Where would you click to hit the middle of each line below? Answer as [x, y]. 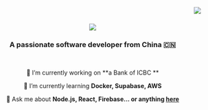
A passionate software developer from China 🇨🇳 [93, 45]
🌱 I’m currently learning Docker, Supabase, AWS [93, 86]
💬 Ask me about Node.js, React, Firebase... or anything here [93, 99]
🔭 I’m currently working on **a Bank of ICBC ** [93, 73]
